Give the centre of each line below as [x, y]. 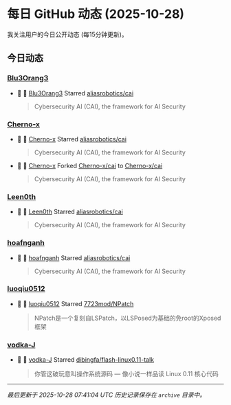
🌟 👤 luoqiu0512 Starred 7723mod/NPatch [75, 303]
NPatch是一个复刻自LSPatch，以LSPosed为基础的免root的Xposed [128, 318]
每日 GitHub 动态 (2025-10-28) [96, 14]
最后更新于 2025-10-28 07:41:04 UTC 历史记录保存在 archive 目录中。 [107, 395]
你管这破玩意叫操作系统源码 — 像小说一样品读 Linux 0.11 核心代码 [126, 374]
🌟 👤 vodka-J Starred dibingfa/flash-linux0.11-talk [86, 360]
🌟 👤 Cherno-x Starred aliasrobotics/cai [72, 139]
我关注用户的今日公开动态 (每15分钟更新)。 [68, 34]
